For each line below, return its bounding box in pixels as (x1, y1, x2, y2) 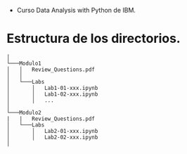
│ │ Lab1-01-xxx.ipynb (6, 84, 98, 91)
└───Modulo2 (6, 109, 41, 116)
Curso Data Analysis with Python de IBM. (16, 6, 136, 14)
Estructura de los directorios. (6, 31, 181, 46)
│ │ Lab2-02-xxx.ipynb (6, 134, 98, 141)
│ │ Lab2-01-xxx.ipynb (6, 127, 98, 134)
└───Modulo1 (6, 60, 41, 67)
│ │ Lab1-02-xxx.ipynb (6, 91, 98, 98)
